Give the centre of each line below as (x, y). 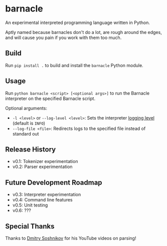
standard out (26, 133)
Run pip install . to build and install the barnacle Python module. (74, 65)
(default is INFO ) (29, 123)
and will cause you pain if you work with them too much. (63, 37)
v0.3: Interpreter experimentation (47, 194)
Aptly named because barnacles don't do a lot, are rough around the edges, (83, 32)
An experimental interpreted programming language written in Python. (78, 22)
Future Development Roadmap (54, 182)
